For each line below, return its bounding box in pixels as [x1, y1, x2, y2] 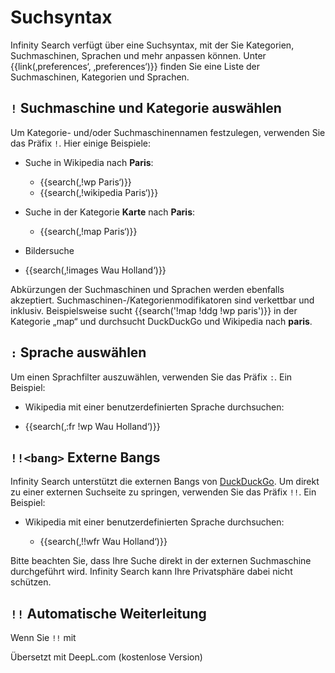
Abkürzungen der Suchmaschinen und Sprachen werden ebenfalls [10, 283, 285, 295]
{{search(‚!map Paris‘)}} [39, 225, 138, 237]
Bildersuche [24, 244, 75, 256]
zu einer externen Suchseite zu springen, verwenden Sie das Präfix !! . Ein [10, 486, 317, 498]
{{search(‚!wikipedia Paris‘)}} [39, 186, 159, 198]
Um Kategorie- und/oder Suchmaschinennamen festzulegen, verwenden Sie [10, 126, 326, 138]
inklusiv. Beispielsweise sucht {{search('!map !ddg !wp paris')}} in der [10, 304, 298, 316]
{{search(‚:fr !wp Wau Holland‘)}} [24, 420, 161, 432]
